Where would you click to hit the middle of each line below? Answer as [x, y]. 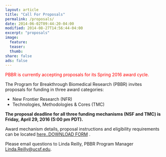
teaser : [18, 47]
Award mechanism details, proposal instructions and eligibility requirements [82, 129]
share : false [19, 56]
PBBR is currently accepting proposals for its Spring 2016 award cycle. [77, 75]
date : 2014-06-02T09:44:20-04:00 [40, 24]
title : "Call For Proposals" [35, 14]
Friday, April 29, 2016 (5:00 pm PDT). [44, 119]
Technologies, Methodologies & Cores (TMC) [58, 104]
